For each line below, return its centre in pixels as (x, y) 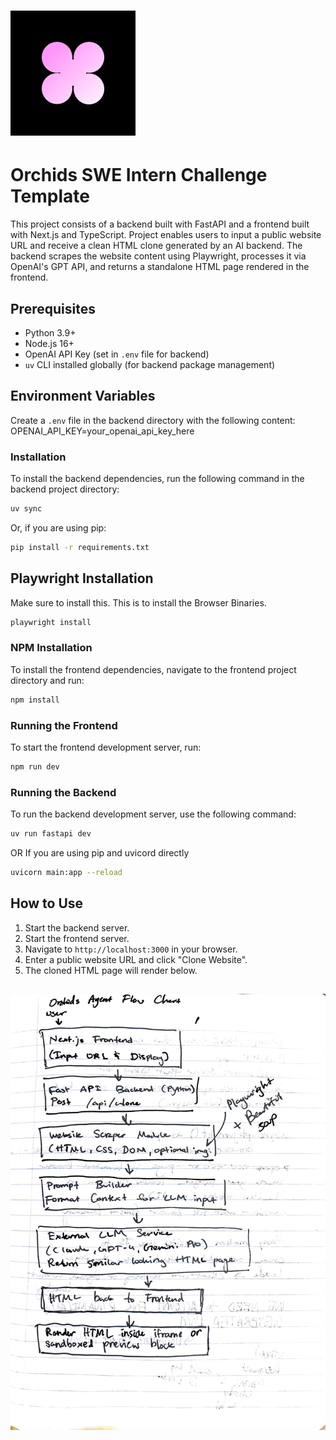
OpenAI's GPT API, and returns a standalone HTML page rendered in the (160, 267)
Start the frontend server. (77, 938)
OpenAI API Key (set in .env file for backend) (117, 354)
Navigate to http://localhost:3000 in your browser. (131, 949)
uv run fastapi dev (51, 834)
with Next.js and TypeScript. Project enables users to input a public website (166, 235)
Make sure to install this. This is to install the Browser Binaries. (138, 602)
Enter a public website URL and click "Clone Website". (136, 959)
